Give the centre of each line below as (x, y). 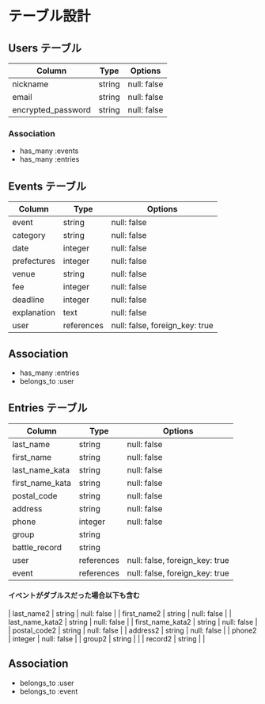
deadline (28, 300)
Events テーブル (47, 186)
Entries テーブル (48, 408)
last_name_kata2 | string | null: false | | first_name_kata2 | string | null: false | (133, 622)
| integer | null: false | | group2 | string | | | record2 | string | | (107, 638)
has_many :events (49, 151)
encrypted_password (51, 110)
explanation (34, 312)
